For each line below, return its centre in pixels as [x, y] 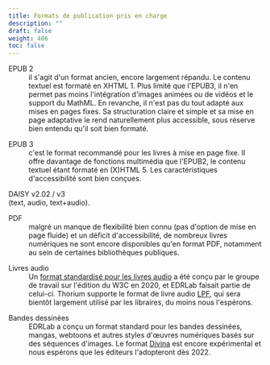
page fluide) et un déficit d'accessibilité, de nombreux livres [128, 235]
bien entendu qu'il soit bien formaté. [89, 129]
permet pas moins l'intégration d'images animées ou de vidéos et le [141, 94]
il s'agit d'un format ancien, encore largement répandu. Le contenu [140, 77]
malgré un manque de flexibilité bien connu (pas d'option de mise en [142, 227]
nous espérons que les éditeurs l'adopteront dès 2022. [120, 352]
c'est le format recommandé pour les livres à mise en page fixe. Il [137, 153]
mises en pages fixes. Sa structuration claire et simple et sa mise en [141, 112]
